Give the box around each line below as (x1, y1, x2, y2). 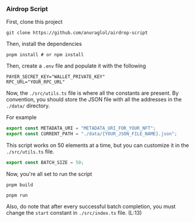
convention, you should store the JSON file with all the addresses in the (6, 96, 182, 103)
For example (6, 114, 37, 121)
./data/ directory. (6, 102, 50, 109)
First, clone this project (6, 18, 63, 26)
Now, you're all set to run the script (6, 170, 92, 177)
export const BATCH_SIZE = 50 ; (6, 160, 84, 166)
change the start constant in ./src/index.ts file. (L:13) (6, 209, 142, 216)
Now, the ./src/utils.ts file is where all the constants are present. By (6, 90, 179, 97)
